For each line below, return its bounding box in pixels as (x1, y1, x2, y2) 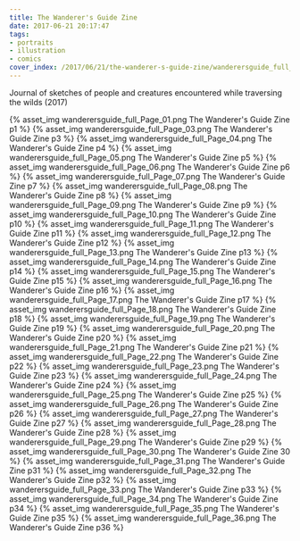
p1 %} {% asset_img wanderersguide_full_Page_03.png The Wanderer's (9, 123, 273, 134)
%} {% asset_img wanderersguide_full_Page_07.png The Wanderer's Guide (9, 171, 286, 181)
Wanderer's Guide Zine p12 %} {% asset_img (9, 237, 175, 248)
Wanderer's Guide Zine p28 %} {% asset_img (9, 427, 177, 437)
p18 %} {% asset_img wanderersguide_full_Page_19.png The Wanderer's (9, 313, 276, 324)
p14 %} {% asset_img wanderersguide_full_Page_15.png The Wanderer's (9, 265, 276, 277)
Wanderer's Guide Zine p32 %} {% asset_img (9, 474, 177, 485)
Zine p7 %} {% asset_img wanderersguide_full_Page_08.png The (9, 180, 248, 191)
